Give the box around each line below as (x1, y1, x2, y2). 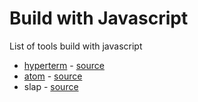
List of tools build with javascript (9, 40, 143, 52)
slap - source (23, 80, 79, 92)
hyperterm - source (23, 59, 105, 71)
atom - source (23, 70, 83, 82)
